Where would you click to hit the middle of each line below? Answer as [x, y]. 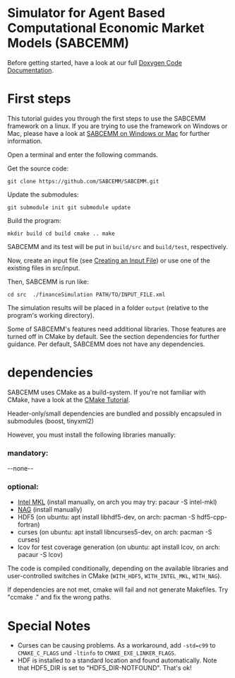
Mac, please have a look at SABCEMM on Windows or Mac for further [109, 133]
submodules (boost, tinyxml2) [50, 421]
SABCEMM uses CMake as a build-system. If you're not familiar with [107, 392]
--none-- [20, 469]
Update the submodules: [43, 194]
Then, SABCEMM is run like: [48, 282]
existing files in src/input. [44, 268]
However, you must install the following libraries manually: [92, 435]
